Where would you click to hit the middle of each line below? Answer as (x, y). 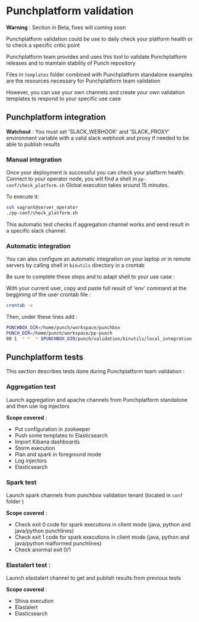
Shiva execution (34, 601)
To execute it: (23, 196)
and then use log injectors (38, 406)
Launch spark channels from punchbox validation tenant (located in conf (94, 495)
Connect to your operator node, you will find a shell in (72, 179)
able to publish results (33, 144)
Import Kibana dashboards (47, 442)
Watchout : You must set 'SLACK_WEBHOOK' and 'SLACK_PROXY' (88, 131)
